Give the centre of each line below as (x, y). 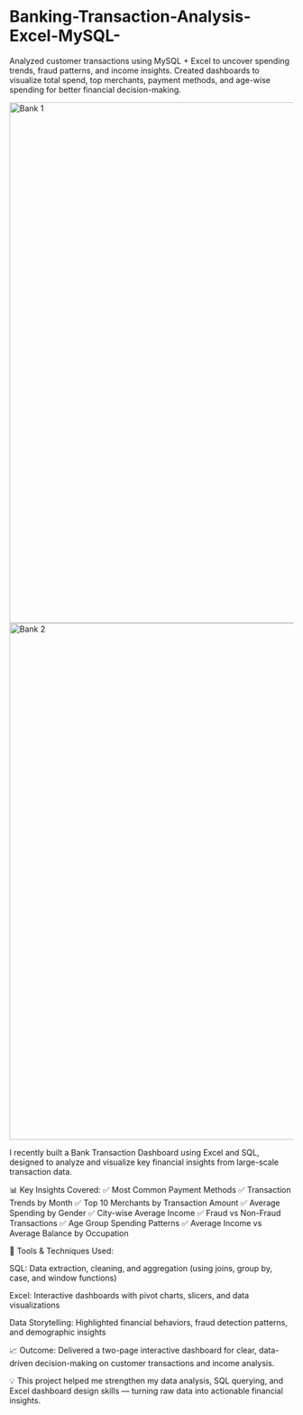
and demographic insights (58, 1332)
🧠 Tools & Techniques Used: (62, 1251)
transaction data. (41, 1171)
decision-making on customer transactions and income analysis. (155, 1363)
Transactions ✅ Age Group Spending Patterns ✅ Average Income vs (136, 1223)
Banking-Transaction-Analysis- (130, 17)
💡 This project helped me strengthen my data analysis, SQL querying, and (147, 1381)
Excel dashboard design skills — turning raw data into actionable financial (147, 1391)
